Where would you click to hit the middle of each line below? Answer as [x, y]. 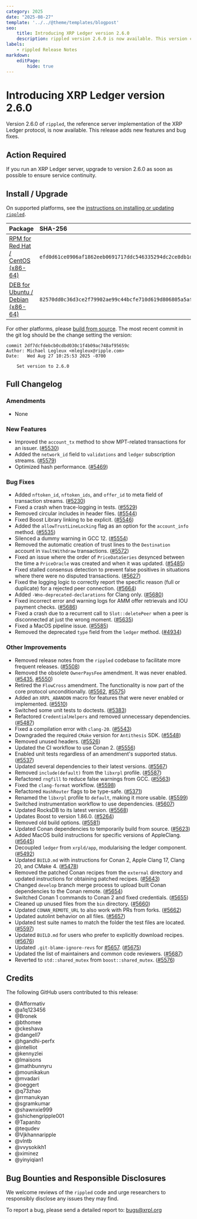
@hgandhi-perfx [35, 1041]
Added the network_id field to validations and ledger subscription [95, 454]
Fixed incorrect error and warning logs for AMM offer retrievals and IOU [101, 601]
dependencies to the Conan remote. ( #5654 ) [69, 891]
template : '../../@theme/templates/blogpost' [62, 22]
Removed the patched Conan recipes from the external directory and [98, 872]
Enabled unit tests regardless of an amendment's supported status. [96, 754]
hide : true [40, 66]
